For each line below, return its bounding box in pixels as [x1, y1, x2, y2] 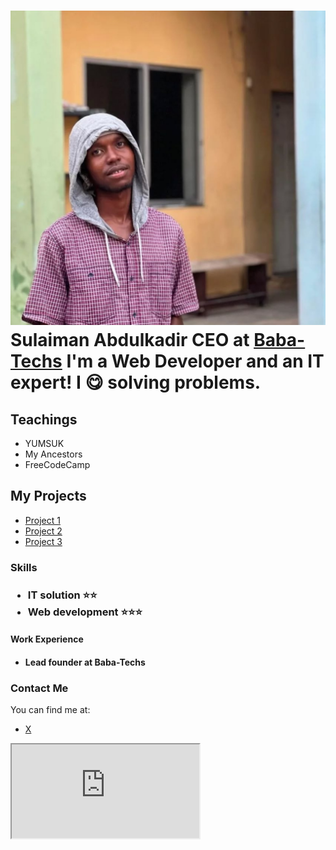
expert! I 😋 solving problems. [10, 371, 262, 394]
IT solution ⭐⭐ [27, 588, 98, 602]
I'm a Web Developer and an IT [66, 350, 325, 373]
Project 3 [24, 535, 63, 547]
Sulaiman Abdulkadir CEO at [10, 329, 250, 352]
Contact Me [10, 681, 69, 695]
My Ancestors [24, 448, 83, 460]
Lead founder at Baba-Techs [24, 656, 146, 668]
